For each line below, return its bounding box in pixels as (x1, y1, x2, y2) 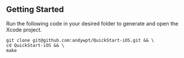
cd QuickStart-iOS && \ (6, 42, 65, 48)
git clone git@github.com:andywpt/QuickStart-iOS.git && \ (6, 37, 155, 43)
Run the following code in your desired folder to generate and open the (6, 20, 179, 27)
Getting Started (6, 5, 64, 14)
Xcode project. (6, 26, 42, 33)
